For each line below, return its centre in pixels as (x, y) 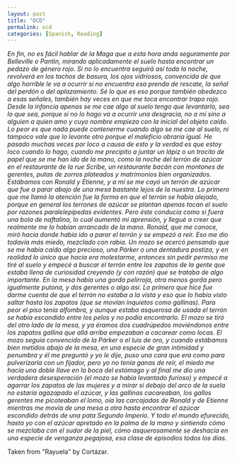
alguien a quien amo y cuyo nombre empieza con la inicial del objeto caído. (118, 122)
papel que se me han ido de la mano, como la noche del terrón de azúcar (115, 160)
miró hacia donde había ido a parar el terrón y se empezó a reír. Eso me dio (118, 235)
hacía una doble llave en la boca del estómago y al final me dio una (106, 370)
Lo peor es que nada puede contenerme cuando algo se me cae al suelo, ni (118, 129)
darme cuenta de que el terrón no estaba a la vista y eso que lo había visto (117, 295)
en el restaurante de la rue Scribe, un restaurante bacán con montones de (116, 167)
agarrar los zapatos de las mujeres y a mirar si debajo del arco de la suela (116, 385)
